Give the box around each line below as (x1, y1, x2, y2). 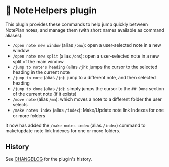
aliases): (5, 32, 23, 38)
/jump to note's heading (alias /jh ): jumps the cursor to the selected (12, 64, 158, 70)
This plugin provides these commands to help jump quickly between (5, 21, 148, 27)
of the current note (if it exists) (12, 91, 77, 97)
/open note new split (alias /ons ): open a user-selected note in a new (12, 53, 159, 59)
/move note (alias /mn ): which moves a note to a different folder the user (12, 96, 162, 102)
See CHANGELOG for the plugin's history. (5, 156, 92, 162)
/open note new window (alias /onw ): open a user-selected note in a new (12, 42, 161, 48)
